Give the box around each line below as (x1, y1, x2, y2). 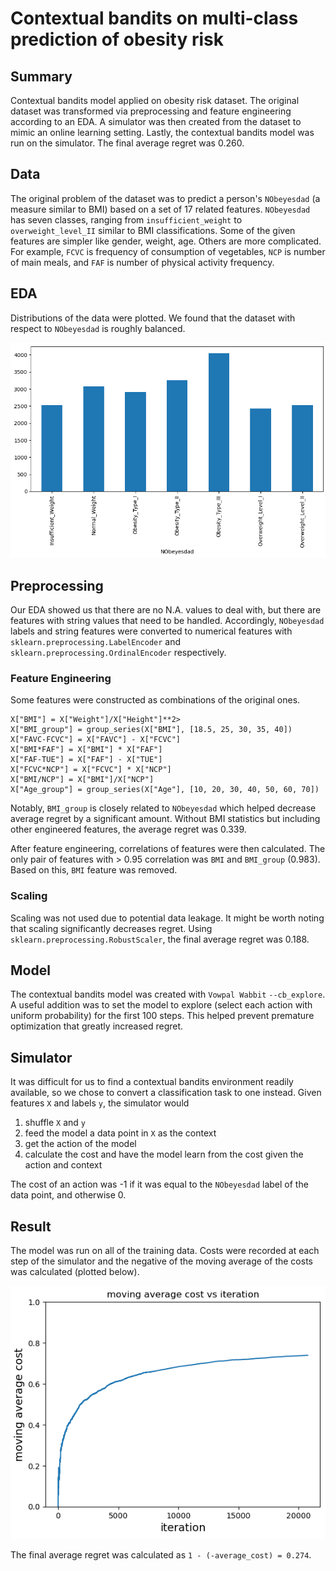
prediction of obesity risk (10, 28, 224, 51)
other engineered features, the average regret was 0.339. (10, 823, 247, 836)
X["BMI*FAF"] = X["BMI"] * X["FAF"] (10, 745, 163, 755)
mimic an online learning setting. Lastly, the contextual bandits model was (10, 127, 315, 138)
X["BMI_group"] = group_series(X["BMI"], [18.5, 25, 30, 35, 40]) (10, 725, 293, 735)
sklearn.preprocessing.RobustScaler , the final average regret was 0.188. (10, 933, 310, 945)
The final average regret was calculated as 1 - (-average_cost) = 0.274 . (10, 1548, 312, 1561)
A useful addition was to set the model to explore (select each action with (10, 999, 313, 1011)
